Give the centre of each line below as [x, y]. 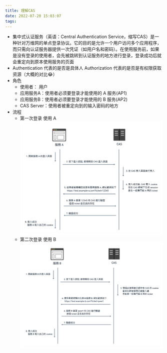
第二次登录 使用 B [38, 239]
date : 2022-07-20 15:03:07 [33, 16]
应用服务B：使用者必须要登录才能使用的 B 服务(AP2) [74, 99]
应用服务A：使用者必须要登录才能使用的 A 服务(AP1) [73, 93]
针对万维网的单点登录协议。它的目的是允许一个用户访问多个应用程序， [89, 43]
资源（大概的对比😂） [35, 74]
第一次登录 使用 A [38, 119]
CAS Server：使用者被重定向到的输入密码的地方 [69, 106]
